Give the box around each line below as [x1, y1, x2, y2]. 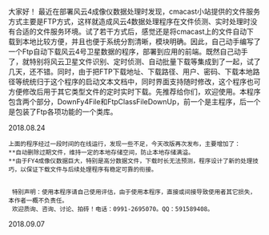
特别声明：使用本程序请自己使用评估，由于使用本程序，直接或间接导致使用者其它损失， [11, 188, 256, 197]
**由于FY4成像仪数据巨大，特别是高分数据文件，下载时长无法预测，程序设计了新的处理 [8, 157, 253, 165]
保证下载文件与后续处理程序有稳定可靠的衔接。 [26, 166, 158, 174]
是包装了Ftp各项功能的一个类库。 [8, 107, 118, 117]
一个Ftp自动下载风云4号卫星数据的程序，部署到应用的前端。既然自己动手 [8, 47, 248, 57]
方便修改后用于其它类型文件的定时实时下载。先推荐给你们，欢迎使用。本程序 [8, 87, 261, 97]
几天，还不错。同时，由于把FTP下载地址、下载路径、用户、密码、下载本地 [8, 67, 254, 77]
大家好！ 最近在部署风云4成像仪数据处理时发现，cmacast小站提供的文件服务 [8, 6, 261, 17]
